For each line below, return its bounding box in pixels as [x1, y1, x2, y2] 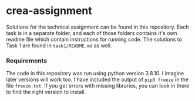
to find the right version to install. [6, 89, 86, 96]
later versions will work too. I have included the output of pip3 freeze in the [6, 76, 189, 83]
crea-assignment [6, 4, 92, 18]
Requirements [6, 57, 48, 65]
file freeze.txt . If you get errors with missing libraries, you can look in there [6, 82, 190, 89]
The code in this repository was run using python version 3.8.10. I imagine [6, 70, 184, 77]
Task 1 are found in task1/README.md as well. [6, 42, 113, 49]
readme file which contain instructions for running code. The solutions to [6, 36, 182, 43]
